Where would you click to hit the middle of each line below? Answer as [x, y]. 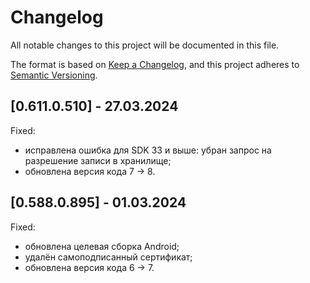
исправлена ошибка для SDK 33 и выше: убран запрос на [148, 150]
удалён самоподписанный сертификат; [108, 257]
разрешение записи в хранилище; [98, 160]
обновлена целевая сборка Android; [102, 246]
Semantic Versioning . [54, 75]
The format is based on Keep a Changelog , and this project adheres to [155, 64]
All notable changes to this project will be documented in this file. [145, 45]
